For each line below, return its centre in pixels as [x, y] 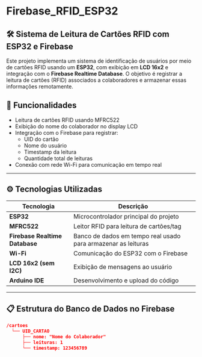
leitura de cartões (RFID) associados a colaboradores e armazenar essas [96, 80]
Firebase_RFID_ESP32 [62, 11]
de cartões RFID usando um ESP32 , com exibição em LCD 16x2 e [87, 67]
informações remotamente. [40, 86]
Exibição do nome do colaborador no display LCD [76, 126]
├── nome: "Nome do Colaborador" [64, 337]
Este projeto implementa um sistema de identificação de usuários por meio [99, 61]
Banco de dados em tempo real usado [127, 236]
